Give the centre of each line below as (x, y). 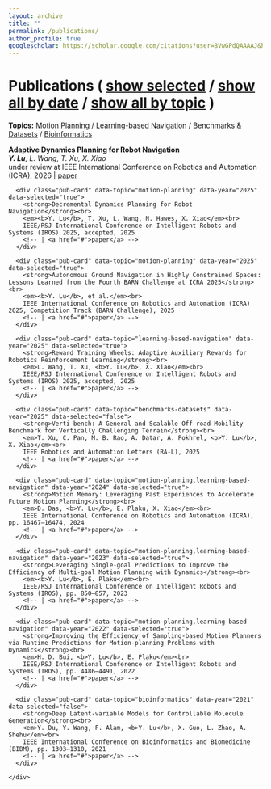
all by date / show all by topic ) (112, 103)
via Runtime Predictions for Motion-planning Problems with (112, 643)
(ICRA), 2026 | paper (43, 175)
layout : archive (35, 16)
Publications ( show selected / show (132, 86)
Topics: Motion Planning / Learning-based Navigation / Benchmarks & (125, 125)
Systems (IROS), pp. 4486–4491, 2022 (72, 672)
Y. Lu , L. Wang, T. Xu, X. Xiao (57, 158)
